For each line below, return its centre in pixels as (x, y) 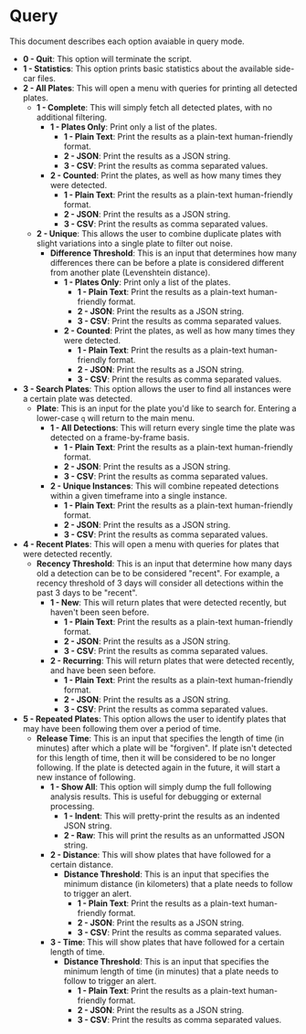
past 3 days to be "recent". (87, 592)
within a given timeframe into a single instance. (138, 495)
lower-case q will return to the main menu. (116, 417)
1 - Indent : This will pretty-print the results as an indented (172, 816)
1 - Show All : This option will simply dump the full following (161, 786)
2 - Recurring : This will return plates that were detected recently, (172, 660)
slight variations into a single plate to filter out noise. (134, 243)
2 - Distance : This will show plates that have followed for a (160, 854)
